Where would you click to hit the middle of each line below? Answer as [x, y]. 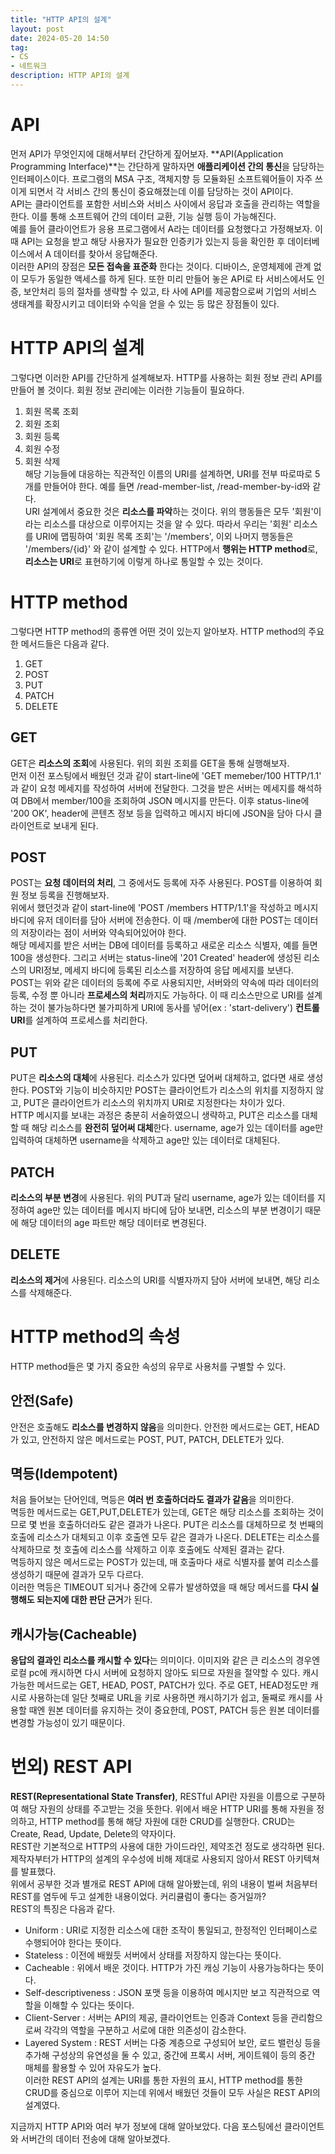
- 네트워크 [29, 66]
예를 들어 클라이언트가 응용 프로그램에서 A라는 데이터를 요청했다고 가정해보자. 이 [166, 228]
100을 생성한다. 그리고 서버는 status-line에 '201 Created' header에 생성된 [156, 958]
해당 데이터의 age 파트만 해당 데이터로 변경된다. [113, 1222]
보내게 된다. [76, 825]
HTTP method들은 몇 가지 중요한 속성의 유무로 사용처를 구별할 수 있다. [148, 1366]
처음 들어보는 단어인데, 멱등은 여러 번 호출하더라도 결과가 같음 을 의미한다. [152, 1500]
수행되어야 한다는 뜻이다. [73, 1943]
